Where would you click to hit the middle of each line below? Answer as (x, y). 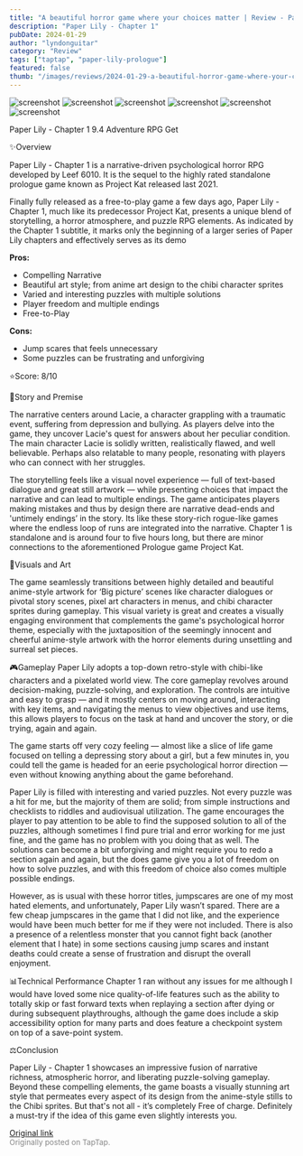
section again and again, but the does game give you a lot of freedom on (144, 859)
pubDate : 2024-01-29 (48, 34)
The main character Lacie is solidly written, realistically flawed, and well (142, 443)
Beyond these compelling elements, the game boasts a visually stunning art (150, 1086)
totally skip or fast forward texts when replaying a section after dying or (142, 1003)
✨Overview (31, 146)
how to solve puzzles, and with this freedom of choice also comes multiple (148, 869)
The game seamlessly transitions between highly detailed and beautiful (142, 582)
